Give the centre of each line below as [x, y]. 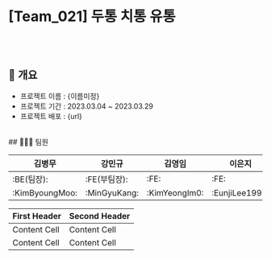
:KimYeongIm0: [175, 192]
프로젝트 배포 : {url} [51, 116]
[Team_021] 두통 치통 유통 [92, 16]
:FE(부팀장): [106, 179]
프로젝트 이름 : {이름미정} [60, 96]
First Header [37, 216]
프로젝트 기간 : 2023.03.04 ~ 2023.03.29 [87, 106]
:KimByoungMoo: [45, 192]
